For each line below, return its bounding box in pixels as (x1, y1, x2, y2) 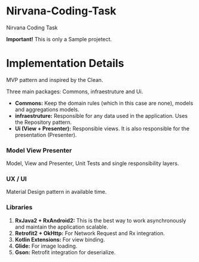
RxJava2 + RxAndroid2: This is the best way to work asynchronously (14, 217, 186, 224)
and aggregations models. (14, 106, 79, 113)
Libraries (6, 203, 33, 212)
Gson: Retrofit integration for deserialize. (14, 248, 116, 255)
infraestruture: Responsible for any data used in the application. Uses (14, 112, 188, 119)
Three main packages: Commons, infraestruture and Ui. (6, 88, 143, 95)
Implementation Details (6, 57, 124, 70)
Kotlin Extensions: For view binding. (14, 236, 105, 243)
